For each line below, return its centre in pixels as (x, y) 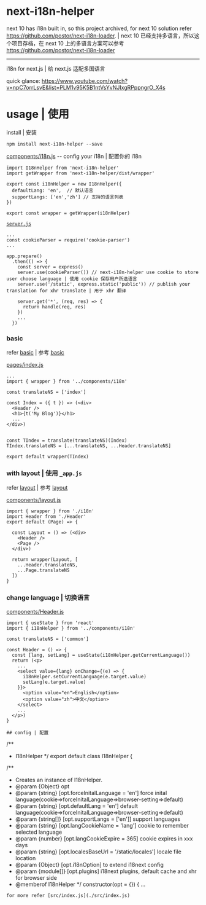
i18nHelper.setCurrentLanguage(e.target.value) (85, 676)
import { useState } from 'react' (51, 623)
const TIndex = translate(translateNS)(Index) (67, 441)
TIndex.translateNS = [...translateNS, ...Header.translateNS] (89, 446)
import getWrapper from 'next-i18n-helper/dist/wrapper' (81, 173)
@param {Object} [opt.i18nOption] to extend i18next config (90, 864)
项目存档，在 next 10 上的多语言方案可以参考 (68, 43)
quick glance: (24, 80)
